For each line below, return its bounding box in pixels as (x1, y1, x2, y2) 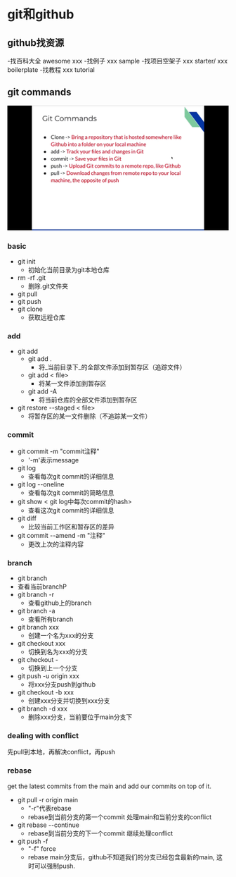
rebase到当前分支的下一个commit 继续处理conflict (27, 829, 173, 838)
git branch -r (17, 590, 55, 599)
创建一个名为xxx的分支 (27, 632, 94, 639)
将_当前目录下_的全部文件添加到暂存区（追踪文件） (38, 363, 186, 372)
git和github (7, 6, 74, 23)
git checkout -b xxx (17, 688, 74, 697)
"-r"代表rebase (27, 804, 72, 812)
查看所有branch (27, 615, 74, 623)
